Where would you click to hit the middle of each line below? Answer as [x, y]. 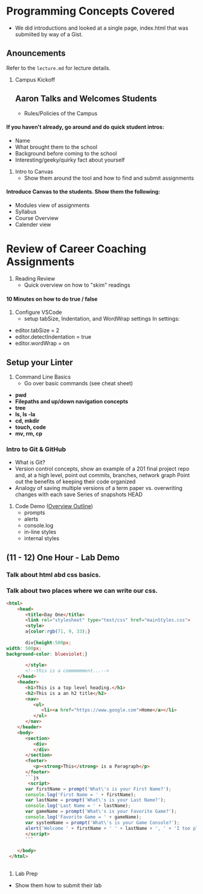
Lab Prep [26, 873]
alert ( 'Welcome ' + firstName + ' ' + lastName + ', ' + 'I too [108, 828]
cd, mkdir [27, 420]
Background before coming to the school [66, 153]
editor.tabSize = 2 [37, 330]
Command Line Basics [43, 377]
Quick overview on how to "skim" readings [77, 285]
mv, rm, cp [28, 433]
